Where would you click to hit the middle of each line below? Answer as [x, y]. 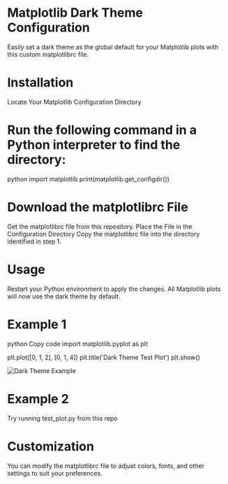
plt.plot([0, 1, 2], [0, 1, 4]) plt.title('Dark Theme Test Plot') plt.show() [104, 357]
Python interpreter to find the [94, 145]
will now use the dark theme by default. [64, 296]
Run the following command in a [102, 130]
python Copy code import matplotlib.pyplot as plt [78, 344]
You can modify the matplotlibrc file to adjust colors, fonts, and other [106, 466]
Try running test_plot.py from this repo [62, 418]
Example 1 [37, 324]
